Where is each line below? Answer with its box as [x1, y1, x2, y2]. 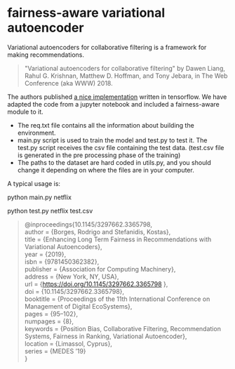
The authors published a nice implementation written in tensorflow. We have [7, 93, 227, 101]
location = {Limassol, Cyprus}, [24, 339, 112, 348]
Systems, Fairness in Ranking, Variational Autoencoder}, [24, 332, 187, 340]
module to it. [7, 107, 43, 116]
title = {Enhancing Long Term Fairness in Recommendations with [24, 235, 212, 243]
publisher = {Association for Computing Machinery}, [24, 264, 176, 273]
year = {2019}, [24, 250, 67, 258]
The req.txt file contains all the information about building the [17, 121, 194, 129]
